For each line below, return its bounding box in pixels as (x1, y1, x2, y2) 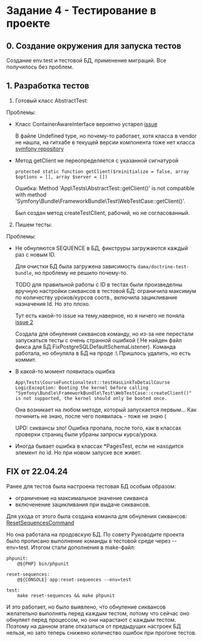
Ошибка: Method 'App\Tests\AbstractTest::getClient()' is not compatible (15, 184, 195, 192)
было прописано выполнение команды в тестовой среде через (6, 537, 171, 544)
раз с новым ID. (15, 251, 56, 258)
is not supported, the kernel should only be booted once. (15, 395, 168, 401)
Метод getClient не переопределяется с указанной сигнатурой (15, 157, 179, 164)
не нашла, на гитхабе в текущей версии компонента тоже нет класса (15, 138, 195, 146)
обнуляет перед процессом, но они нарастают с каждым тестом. (6, 616, 176, 623)
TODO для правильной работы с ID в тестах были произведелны (15, 280, 183, 288)
